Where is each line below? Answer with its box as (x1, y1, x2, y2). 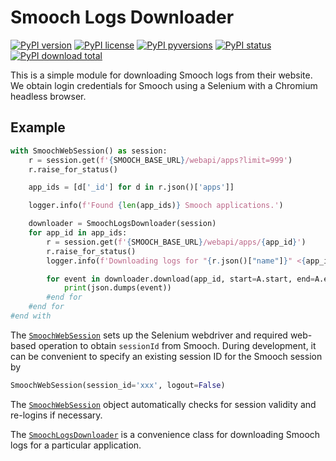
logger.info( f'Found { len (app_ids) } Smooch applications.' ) (28, 201, 284, 211)
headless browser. (10, 90, 87, 102)
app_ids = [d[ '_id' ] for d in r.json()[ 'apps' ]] (28, 182, 235, 193)
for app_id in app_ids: (28, 228, 128, 238)
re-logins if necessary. (10, 409, 103, 421)
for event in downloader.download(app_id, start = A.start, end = (46, 274, 315, 284)
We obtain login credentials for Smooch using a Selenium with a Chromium (10, 79, 318, 91)
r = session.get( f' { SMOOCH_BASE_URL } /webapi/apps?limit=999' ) (28, 155, 293, 165)
